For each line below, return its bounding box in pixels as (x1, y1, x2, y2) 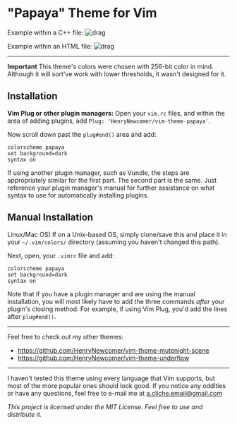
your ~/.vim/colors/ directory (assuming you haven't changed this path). (7, 238, 221, 246)
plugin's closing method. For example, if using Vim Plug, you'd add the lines (7, 305, 228, 313)
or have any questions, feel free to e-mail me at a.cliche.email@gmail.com (7, 389, 223, 397)
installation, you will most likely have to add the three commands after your (7, 297, 225, 305)
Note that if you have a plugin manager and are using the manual (7, 289, 195, 298)
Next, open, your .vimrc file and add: (7, 251, 115, 260)
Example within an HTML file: (7, 42, 92, 50)
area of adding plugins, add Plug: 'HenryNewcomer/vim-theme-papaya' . (7, 116, 211, 125)
